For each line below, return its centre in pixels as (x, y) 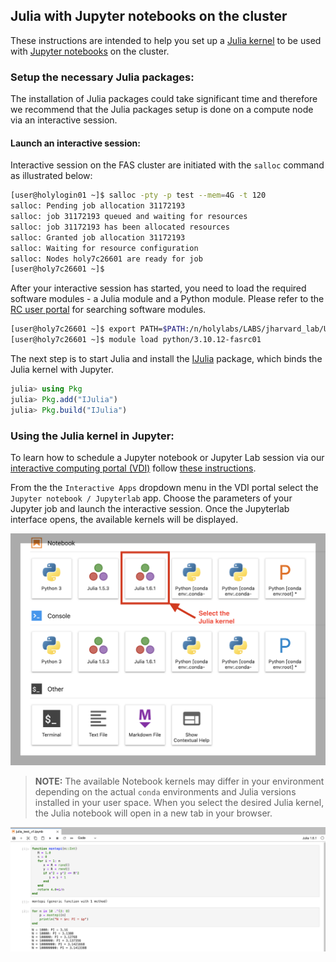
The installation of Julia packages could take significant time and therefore (164, 99)
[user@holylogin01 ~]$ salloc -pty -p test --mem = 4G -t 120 (138, 195)
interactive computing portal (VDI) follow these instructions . (133, 468)
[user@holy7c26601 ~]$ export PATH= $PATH (98, 329)
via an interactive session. (64, 120)
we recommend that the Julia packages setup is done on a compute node (162, 110)
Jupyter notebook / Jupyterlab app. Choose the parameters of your (151, 498)
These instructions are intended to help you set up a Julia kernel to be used (166, 40)
